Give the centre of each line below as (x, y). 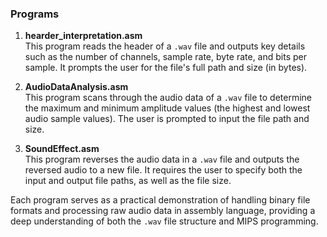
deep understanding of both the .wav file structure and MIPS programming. (164, 221)
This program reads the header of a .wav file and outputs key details (165, 46)
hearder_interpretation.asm (83, 36)
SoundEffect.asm (62, 149)
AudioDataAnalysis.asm (76, 87)
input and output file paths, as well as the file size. (128, 181)
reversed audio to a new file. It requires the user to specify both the (163, 170)
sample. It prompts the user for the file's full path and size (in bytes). (166, 68)
